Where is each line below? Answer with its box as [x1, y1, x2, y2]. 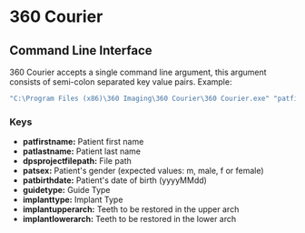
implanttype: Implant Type [22, 194, 123, 206]
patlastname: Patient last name [22, 146, 141, 157]
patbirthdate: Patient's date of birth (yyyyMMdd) [22, 175, 207, 186]
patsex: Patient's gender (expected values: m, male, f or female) [22, 166, 265, 177]
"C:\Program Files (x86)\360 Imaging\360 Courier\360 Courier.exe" [9, 94, 271, 103]
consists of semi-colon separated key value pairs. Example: [9, 76, 232, 87]
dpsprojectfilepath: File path [22, 156, 132, 167]
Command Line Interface [9, 43, 152, 58]
